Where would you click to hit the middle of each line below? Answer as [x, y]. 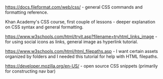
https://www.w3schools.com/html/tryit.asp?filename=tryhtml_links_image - [81, 37]
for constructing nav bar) [30, 71]
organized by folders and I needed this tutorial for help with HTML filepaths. [82, 56]
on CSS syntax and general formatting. [44, 27]
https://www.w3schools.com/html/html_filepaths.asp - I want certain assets [81, 51]
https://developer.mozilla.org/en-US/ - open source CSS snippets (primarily [81, 66]
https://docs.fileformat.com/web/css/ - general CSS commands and [74, 7]
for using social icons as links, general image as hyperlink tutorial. [72, 42]
